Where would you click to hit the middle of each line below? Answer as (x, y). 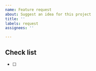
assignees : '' (20, 28)
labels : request (22, 23)
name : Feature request (28, 10)
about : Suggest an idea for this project (48, 14)
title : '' (15, 19)
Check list (21, 52)
